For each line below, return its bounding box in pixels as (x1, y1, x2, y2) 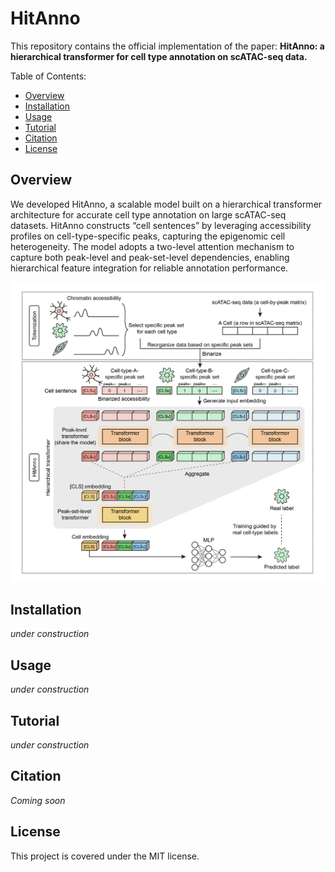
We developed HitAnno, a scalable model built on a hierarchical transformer (10, 198, 323, 210)
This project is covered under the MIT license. (10, 850, 200, 862)
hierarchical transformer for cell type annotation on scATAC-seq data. (10, 50, 308, 62)
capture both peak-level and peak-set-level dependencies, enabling (10, 251, 290, 263)
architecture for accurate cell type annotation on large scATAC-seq (10, 208, 287, 221)
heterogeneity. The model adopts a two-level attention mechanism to (10, 240, 295, 252)
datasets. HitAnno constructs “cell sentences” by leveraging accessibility (10, 219, 312, 231)
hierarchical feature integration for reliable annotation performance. (10, 262, 289, 274)
